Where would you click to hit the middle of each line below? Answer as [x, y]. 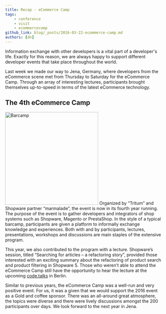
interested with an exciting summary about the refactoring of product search [83, 260]
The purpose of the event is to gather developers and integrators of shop [80, 214]
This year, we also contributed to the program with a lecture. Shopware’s [79, 249]
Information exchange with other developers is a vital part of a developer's [81, 51]
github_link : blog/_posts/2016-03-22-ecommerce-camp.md [64, 33]
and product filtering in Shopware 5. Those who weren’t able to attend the [81, 265]
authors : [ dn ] [20, 38]
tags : [11, 14]
